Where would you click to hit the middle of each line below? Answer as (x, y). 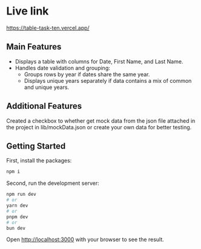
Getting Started (36, 146)
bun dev (16, 228)
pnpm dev (17, 217)
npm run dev (21, 195)
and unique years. (47, 87)
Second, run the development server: (53, 183)
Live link (28, 11)
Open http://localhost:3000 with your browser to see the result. (85, 239)
